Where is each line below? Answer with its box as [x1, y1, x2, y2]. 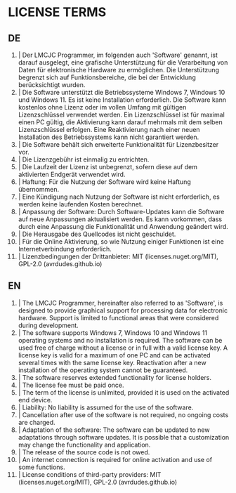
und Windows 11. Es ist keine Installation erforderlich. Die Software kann [18, 96, 227, 104]
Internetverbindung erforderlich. [18, 245, 112, 253]
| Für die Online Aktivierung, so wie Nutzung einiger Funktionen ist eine [18, 237, 224, 246]
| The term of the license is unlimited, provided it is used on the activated [18, 388, 230, 397]
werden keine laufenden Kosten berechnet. [18, 200, 143, 208]
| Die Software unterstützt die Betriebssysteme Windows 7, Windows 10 [18, 88, 225, 96]
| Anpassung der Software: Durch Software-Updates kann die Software [18, 208, 225, 216]
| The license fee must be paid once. [18, 381, 124, 389]
